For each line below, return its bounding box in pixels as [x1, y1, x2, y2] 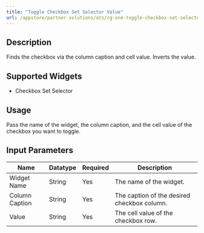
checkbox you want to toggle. [6, 127, 81, 135]
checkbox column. [114, 199, 168, 207]
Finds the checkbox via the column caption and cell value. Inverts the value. [6, 53, 196, 61]
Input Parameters [6, 145, 73, 156]
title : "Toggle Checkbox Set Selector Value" [6, 9, 123, 15]
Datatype [49, 163, 76, 171]
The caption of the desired [114, 191, 191, 199]
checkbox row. [114, 216, 157, 224]
